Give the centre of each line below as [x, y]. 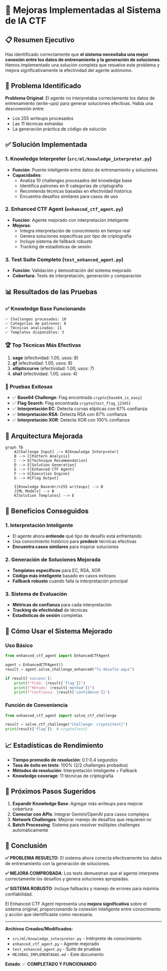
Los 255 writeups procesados [43, 118]
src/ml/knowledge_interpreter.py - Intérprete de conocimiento [77, 938]
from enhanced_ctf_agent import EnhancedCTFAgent [58, 656]
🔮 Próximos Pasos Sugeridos [50, 791]
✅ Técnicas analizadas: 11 [34, 328]
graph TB [14, 448]
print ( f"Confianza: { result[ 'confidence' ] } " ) [62, 692]
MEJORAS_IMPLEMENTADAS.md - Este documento [58, 954]
